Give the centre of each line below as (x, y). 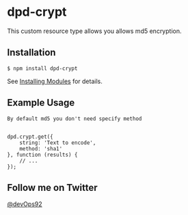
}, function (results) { (42, 155)
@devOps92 (25, 204)
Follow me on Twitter (52, 187)
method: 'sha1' (41, 148)
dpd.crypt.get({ (30, 137)
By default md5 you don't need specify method (75, 118)
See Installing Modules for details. (55, 81)
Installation (31, 53)
